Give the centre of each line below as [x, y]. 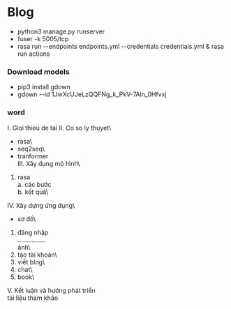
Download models [38, 72]
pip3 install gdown [44, 87]
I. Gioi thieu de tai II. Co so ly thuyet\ [59, 128]
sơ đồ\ [27, 219]
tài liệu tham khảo [33, 298]
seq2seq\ [31, 149]
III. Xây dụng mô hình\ [49, 163]
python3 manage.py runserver [61, 31]
